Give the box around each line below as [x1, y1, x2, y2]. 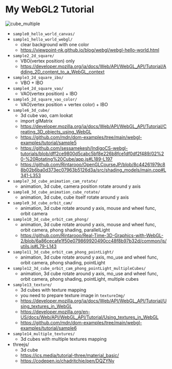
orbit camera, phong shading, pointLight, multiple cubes [20, 276, 139, 282]
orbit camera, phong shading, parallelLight [20, 227, 110, 233]
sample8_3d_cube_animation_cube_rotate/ [12, 189, 100, 195]
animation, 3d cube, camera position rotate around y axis [20, 183, 141, 189]
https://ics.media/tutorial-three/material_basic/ [20, 352, 119, 358]
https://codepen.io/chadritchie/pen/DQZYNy [20, 358, 115, 364]
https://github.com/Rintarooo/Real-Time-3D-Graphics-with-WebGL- [20, 232, 164, 238]
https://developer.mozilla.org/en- [20, 308, 91, 315]
